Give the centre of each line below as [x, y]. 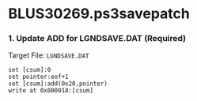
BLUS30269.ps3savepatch [99, 14]
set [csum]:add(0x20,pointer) [58, 84]
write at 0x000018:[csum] [51, 91]
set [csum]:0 [30, 70]
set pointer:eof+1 [38, 77]
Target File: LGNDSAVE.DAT [49, 55]
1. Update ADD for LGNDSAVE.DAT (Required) [97, 39]
